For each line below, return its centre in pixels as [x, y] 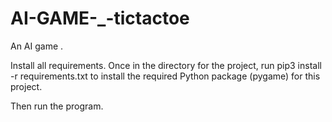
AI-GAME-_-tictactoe [100, 18]
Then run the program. [57, 106]
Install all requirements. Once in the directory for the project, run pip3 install [166, 65]
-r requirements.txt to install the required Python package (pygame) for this [165, 76]
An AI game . [37, 46]
